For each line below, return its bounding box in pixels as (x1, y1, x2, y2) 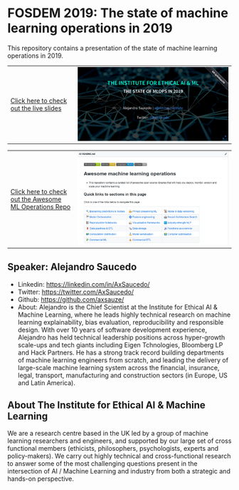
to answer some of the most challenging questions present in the (7, 459, 198, 468)
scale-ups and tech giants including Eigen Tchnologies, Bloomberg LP (17, 340, 223, 349)
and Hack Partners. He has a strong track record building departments (17, 348, 224, 357)
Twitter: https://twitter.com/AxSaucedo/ (17, 287, 134, 296)
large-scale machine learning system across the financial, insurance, (17, 363, 220, 372)
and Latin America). (17, 378, 76, 387)
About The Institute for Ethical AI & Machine (7, 399, 206, 411)
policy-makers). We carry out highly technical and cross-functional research (7, 451, 231, 461)
